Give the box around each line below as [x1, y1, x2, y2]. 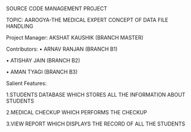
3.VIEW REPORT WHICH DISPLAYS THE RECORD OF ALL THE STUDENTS [6, 120, 186, 127]
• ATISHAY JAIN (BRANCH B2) [6, 57, 81, 64]
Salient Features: [6, 80, 47, 87]
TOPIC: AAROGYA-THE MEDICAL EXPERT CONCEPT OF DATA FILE [6, 16, 169, 23]
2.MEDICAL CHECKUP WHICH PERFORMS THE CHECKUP [6, 109, 148, 115]
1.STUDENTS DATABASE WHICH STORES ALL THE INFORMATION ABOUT [6, 91, 186, 98]
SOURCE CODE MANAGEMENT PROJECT [6, 5, 108, 12]
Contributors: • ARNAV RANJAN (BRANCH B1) [6, 45, 118, 52]
